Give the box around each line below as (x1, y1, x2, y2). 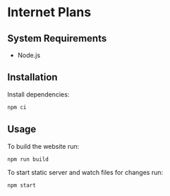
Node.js (17, 51, 41, 59)
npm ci (7, 104, 27, 111)
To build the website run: (7, 142, 80, 150)
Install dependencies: (7, 90, 70, 99)
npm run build (7, 156, 49, 163)
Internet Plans (7, 4, 92, 20)
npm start (7, 182, 37, 189)
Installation (7, 71, 58, 83)
